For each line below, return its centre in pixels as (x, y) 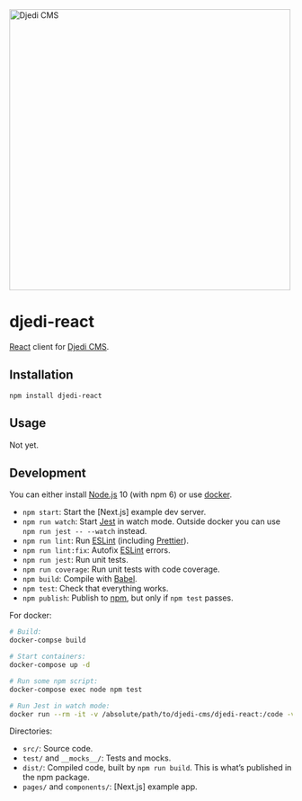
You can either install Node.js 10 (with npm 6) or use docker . (121, 494)
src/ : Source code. (58, 749)
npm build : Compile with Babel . (80, 579)
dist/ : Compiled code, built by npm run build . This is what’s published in (157, 768)
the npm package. (56, 778)
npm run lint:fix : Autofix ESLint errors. (96, 550)
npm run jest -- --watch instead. (84, 531)
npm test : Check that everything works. (95, 589)
